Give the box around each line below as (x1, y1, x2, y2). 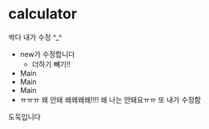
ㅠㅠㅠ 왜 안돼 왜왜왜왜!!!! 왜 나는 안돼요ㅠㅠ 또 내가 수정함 (19, 95, 202, 104)
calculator (8, 5, 78, 23)
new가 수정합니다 (19, 49, 75, 58)
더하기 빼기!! (31, 59, 70, 69)
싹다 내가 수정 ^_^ (8, 32, 62, 42)
